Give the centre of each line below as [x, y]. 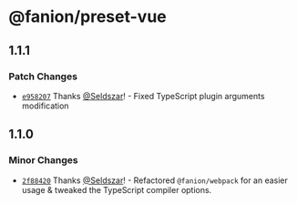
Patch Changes [43, 76]
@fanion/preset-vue [87, 17]
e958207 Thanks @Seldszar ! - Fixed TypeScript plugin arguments [143, 96]
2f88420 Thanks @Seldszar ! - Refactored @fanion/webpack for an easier [155, 180]
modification [45, 106]
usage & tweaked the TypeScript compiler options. [117, 189]
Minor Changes [43, 160]
